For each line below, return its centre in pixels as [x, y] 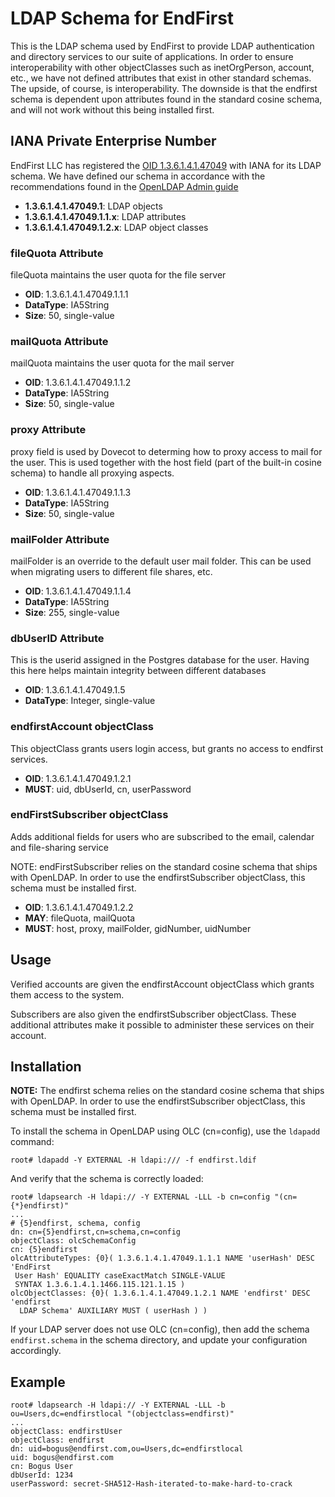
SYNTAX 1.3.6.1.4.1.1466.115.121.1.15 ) [100, 1285]
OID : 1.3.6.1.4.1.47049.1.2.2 [79, 907]
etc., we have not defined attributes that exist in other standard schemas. [161, 78]
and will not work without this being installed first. [112, 109]
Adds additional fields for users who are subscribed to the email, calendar [162, 836]
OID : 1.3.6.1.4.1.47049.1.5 [75, 690]
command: [32, 1142]
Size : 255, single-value [72, 612]
